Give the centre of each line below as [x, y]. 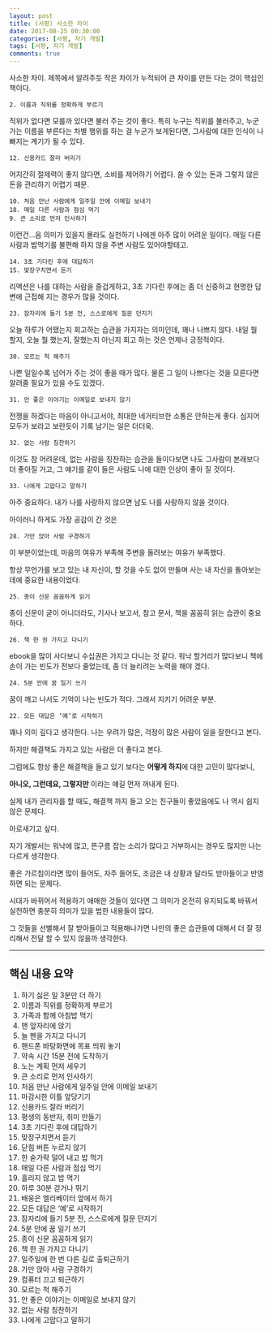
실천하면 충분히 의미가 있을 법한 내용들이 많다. [82, 911]
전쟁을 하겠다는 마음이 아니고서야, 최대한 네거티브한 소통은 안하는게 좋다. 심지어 [134, 416]
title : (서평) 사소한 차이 [49, 24]
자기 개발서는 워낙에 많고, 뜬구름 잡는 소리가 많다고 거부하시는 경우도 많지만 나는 [136, 846]
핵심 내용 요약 [41, 974]
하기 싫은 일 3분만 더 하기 [61, 995]
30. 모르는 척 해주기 [40, 357]
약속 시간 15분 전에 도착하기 [64, 1056]
